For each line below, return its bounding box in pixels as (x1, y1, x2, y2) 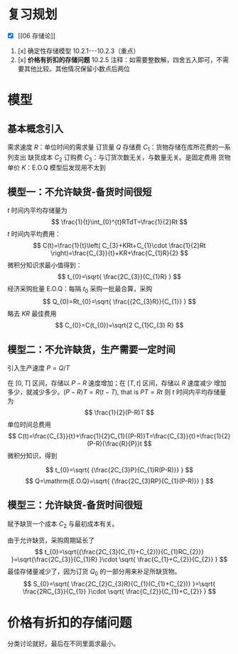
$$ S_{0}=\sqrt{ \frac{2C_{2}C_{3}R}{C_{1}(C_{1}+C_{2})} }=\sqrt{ (23, 580, 215, 588)
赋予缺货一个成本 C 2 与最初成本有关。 (7, 519, 119, 529)
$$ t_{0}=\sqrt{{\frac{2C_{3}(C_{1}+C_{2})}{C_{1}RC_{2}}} (34, 547, 205, 556)
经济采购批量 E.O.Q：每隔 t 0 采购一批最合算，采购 (7, 284, 153, 295)
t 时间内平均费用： (7, 229, 62, 239)
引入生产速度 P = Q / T (7, 364, 70, 373)
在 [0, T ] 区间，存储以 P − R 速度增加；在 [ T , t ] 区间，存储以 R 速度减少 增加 (7, 379, 227, 388)
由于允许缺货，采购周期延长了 (7, 536, 94, 544)
